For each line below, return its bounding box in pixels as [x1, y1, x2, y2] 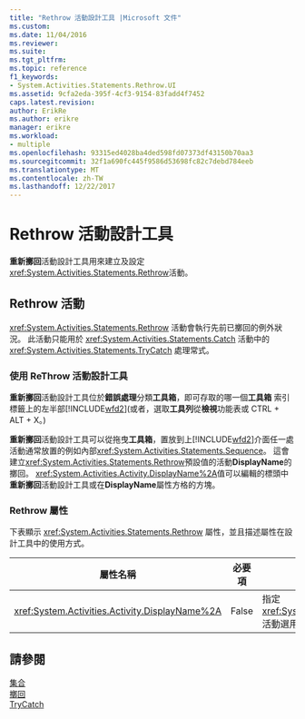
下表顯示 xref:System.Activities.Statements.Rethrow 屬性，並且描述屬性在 [9, 527, 285, 537]
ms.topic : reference [9, 64, 88, 74]
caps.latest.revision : [9, 97, 95, 107]
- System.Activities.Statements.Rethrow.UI [9, 81, 177, 90]
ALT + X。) [9, 415, 47, 426]
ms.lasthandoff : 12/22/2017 [9, 182, 116, 192]
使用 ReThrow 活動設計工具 [9, 369, 129, 382]
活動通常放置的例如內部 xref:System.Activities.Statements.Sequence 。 [9, 446, 271, 457]
